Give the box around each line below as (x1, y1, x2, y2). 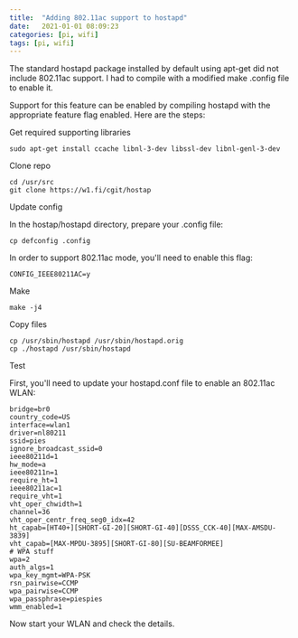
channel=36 (9, 508, 51, 517)
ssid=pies (9, 436, 47, 446)
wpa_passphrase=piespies (9, 595, 103, 604)
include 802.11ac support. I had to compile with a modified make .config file (9, 73, 290, 84)
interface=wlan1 (9, 421, 70, 430)
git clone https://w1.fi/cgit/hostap (9, 186, 152, 195)
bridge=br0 (9, 405, 51, 414)
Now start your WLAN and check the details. (9, 618, 175, 629)
